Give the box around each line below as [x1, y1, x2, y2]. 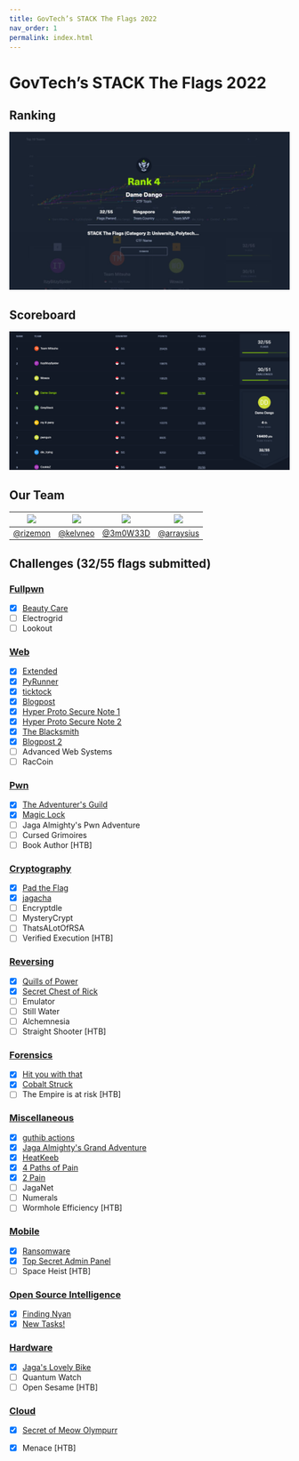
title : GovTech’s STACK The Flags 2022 [9, 14, 158, 23]
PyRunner [21, 676, 59, 687]
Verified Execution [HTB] [21, 932, 114, 943]
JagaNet [21, 1183, 54, 1193]
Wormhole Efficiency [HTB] [21, 1202, 123, 1214]
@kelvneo [57, 528, 95, 538]
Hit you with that [21, 1069, 83, 1080]
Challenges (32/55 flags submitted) [9, 556, 212, 571]
